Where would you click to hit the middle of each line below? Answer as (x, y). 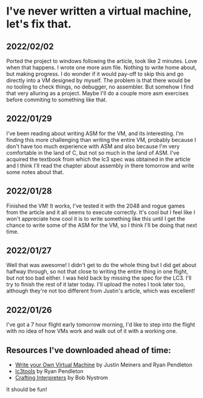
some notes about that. (35, 172)
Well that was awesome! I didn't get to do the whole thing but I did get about (101, 265)
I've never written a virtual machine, (99, 11)
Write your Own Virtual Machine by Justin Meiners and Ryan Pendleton (104, 365)
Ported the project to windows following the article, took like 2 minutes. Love (102, 61)
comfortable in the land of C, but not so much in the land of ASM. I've (93, 152)
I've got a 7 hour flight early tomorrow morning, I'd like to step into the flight (101, 325)
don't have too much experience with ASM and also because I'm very (93, 146)
